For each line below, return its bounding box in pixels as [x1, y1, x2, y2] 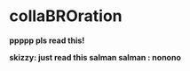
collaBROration [9, 6, 123, 26]
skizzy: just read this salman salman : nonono [9, 52, 182, 62]
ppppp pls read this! [9, 35, 85, 46]
